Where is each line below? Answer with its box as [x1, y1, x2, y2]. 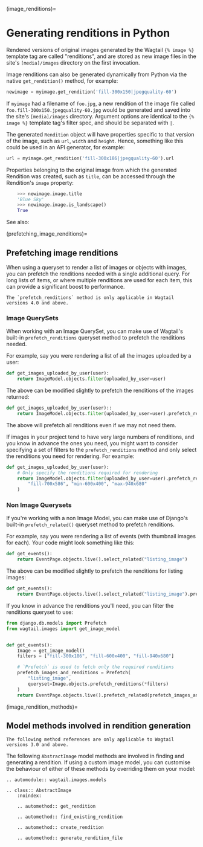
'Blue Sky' [17, 196, 45, 202]
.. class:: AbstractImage [6, 788, 71, 794]
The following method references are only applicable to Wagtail [6, 736, 174, 742]
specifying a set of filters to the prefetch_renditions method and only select [6, 446, 197, 453]
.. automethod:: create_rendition [17, 825, 104, 831]
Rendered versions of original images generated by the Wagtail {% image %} [6, 46, 195, 53]
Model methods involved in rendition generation [6, 720, 192, 730]
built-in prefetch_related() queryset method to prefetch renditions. [6, 521, 175, 528]
